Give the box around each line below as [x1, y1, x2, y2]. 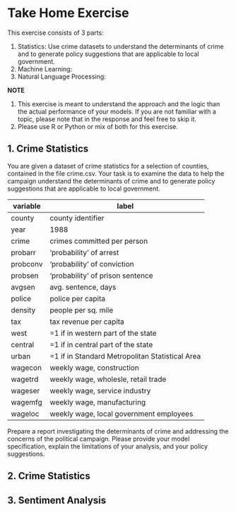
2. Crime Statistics [7, 470, 90, 483]
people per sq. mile [49, 305, 114, 315]
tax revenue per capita [49, 317, 125, 327]
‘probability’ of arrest [49, 247, 119, 257]
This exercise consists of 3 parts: [7, 28, 104, 37]
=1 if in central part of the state [49, 339, 153, 349]
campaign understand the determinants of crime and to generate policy [7, 176, 216, 185]
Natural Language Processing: [17, 72, 106, 81]
